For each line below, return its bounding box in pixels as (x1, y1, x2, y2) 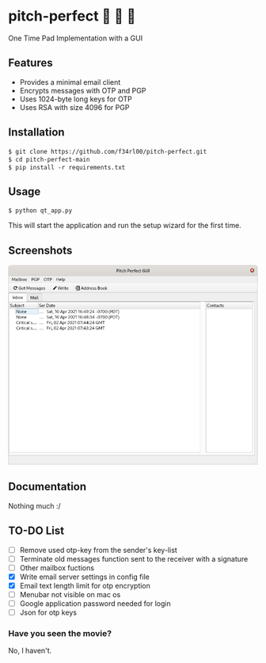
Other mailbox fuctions (19, 562, 95, 573)
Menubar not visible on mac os (19, 589, 121, 599)
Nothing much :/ (8, 501, 61, 510)
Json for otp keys (19, 608, 78, 617)
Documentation (8, 480, 87, 493)
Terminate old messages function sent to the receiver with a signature (19, 554, 249, 563)
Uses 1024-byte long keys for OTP (19, 94, 133, 104)
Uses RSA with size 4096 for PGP (19, 102, 130, 112)
